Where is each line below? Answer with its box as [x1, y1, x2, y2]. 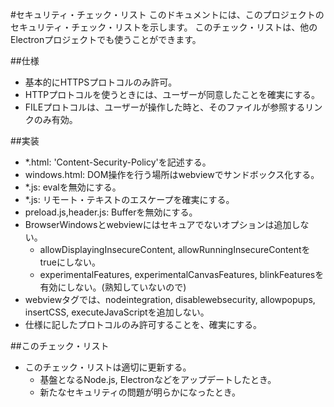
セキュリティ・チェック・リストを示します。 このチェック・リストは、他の [10, 21, 318, 33]
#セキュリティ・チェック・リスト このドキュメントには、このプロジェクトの [10, 9, 325, 20]
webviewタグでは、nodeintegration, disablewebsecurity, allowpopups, [24, 294, 316, 305]
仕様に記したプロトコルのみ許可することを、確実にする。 [24, 319, 262, 330]
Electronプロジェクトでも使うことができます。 [10, 34, 202, 45]
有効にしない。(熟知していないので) [39, 281, 187, 293]
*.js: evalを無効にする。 [24, 181, 122, 193]
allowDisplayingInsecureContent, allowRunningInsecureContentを [39, 244, 311, 255]
